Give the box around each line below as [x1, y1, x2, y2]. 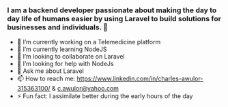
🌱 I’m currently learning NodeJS [16, 45, 107, 53]
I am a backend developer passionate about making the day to [7, 5, 217, 15]
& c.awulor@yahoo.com [51, 85, 119, 93]
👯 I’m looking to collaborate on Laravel [16, 52, 125, 61]
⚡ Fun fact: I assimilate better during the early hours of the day [16, 92, 193, 100]
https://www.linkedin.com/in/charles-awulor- [76, 74, 203, 83]
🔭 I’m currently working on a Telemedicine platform [16, 38, 161, 46]
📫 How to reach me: [16, 74, 76, 83]
